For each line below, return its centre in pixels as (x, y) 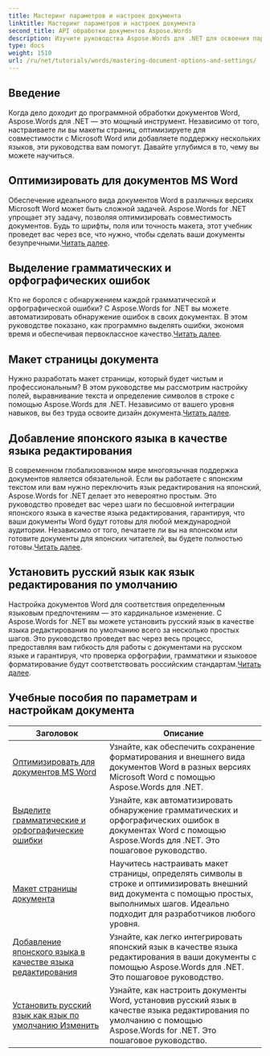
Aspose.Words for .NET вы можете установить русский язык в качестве (131, 621)
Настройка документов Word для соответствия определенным (117, 604)
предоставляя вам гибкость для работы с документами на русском (125, 647)
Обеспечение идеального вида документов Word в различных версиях (131, 200)
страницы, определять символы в (176, 873)
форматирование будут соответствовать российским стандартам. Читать (135, 664)
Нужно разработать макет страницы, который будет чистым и (116, 379)
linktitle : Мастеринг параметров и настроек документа (102, 23)
